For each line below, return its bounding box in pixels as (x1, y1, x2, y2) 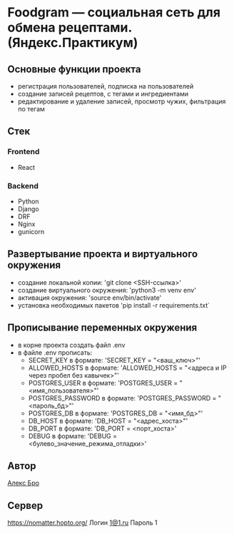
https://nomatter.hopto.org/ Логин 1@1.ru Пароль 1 (7, 518, 158, 527)
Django (17, 204, 39, 213)
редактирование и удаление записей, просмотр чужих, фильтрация (17, 97, 226, 106)
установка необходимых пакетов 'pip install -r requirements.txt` (17, 301, 210, 309)
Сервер (7, 499, 44, 511)
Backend (7, 181, 39, 191)
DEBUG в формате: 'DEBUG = (28, 431, 118, 440)
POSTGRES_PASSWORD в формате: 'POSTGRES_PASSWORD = (28, 393, 217, 402)
